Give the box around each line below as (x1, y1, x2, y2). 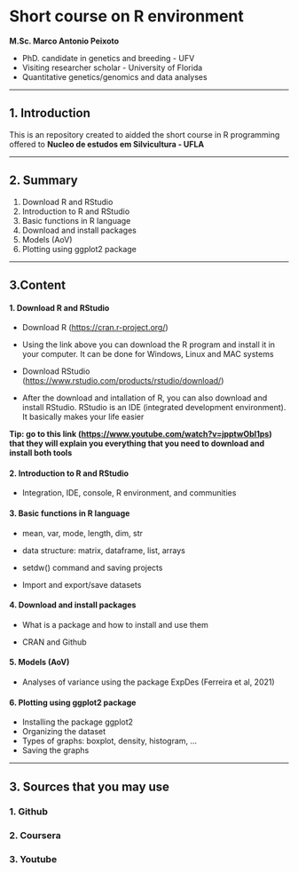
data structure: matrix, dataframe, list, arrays (21, 544, 186, 556)
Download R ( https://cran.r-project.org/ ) (21, 322, 169, 333)
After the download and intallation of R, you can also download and (21, 392, 268, 403)
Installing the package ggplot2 (21, 717, 134, 727)
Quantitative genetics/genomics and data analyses (21, 71, 208, 82)
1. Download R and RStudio (9, 302, 110, 313)
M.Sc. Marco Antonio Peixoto (9, 36, 120, 46)
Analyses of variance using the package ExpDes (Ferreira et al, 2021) (21, 677, 275, 687)
